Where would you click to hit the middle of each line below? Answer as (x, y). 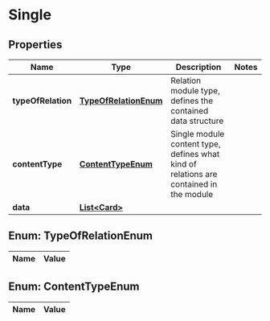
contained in (194, 184)
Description (198, 67)
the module (192, 194)
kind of (183, 164)
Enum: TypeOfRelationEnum (81, 236)
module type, (195, 91)
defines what (195, 154)
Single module (197, 134)
